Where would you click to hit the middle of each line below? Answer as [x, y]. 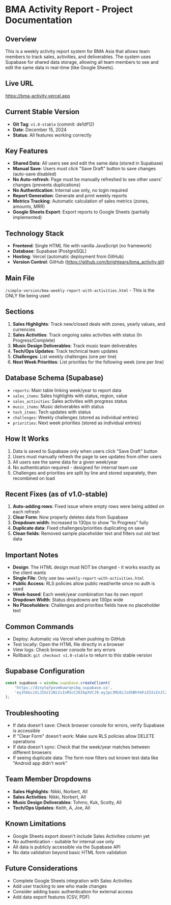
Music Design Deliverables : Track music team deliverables [75, 346]
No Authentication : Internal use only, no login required [70, 190]
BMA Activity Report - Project [69, 9]
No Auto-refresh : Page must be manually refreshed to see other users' [87, 179]
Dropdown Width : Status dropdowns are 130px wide [68, 600]
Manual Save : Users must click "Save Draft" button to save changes [84, 169]
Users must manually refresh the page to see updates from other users [87, 456]
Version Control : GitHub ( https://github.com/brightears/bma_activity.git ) [89, 262]
